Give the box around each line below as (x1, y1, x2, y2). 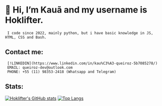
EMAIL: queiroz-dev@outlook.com (7, 65, 73, 70)
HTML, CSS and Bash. (5, 35, 47, 40)
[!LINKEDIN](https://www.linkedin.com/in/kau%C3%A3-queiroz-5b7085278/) (7, 61, 158, 66)
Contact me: (5, 48, 44, 56)
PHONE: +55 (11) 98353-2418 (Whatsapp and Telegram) (7, 69, 117, 74)
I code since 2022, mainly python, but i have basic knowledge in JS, (7, 30, 153, 35)
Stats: (5, 82, 24, 91)
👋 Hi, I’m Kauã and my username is (5, 4, 147, 15)
